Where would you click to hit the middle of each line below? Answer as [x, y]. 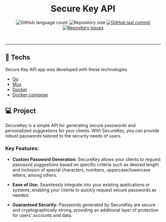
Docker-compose [30, 94]
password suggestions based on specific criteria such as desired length [85, 164]
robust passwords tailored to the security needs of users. [63, 135]
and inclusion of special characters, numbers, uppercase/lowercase [81, 170]
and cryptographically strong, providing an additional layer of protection [85, 210]
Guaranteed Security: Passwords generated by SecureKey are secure [84, 205]
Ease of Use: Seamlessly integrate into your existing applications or [81, 184]
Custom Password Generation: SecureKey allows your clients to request [86, 159]
